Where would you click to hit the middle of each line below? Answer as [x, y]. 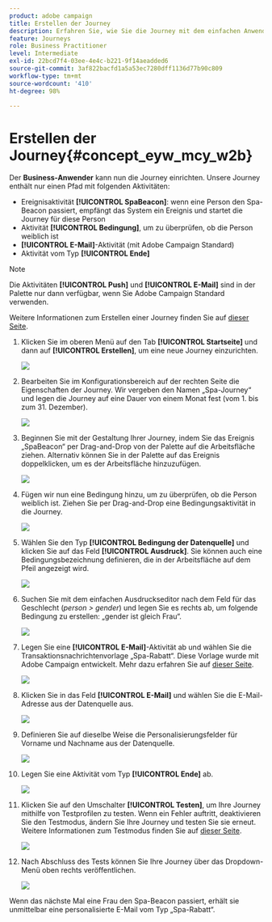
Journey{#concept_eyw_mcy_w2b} [131, 155]
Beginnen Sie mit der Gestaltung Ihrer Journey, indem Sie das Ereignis [138, 438]
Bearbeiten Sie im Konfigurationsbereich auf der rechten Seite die [130, 382]
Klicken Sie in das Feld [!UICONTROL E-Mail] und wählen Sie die [129, 696]
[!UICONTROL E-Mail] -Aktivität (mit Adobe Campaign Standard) [128, 245]
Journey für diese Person [63, 219]
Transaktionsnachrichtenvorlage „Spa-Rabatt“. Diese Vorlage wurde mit [140, 656]
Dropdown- [245, 861]
